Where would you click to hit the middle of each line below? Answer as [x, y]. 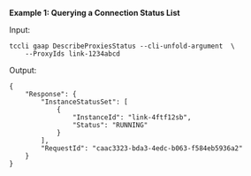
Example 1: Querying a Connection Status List [95, 13]
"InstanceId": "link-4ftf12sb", [132, 118]
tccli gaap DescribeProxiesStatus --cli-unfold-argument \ [122, 46]
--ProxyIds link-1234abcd [73, 54]
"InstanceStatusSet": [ [84, 102]
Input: [20, 30]
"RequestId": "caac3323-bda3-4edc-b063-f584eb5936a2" [142, 149]
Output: [23, 70]
